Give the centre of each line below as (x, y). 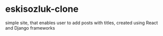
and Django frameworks (30, 28)
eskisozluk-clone (42, 9)
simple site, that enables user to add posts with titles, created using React (82, 23)
